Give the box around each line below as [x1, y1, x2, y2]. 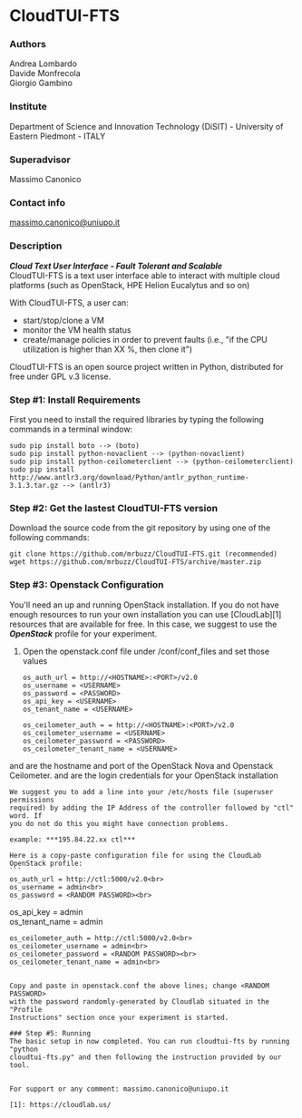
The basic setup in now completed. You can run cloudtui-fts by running [9, 1036, 290, 1045]
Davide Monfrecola [9, 68, 82, 79]
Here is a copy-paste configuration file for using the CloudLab [9, 851, 261, 860]
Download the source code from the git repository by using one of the [9, 522, 271, 533]
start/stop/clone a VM [22, 315, 104, 326]
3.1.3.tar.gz [9, 481, 59, 490]
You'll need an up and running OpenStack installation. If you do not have [9, 599, 279, 610]
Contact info [9, 197, 66, 209]
